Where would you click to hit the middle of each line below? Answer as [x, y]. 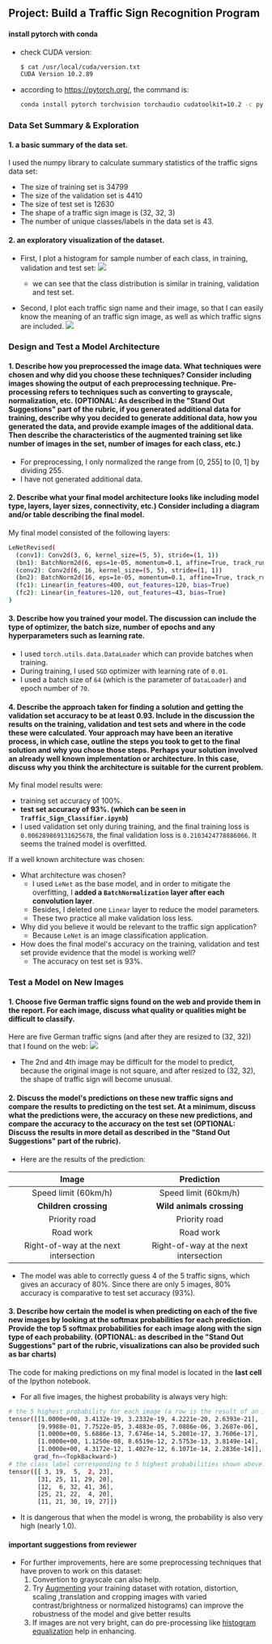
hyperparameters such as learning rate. [77, 636]
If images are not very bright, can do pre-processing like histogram [144, 1623]
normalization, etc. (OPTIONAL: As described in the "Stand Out [117, 401]
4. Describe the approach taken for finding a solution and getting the [126, 707]
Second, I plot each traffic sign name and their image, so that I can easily [142, 308]
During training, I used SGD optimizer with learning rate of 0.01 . [124, 671]
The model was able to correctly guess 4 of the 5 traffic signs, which [135, 1275]
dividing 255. [42, 470]
